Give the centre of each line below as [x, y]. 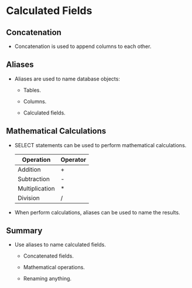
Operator [73, 159]
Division [28, 198]
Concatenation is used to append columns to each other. [83, 46]
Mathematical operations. [54, 268]
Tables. [32, 90]
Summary [24, 231]
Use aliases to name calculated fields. [60, 245]
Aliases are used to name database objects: [67, 79]
